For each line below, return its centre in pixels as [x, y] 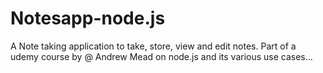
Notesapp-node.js [88, 18]
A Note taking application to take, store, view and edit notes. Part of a [153, 46]
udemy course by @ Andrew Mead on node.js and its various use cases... [161, 56]
